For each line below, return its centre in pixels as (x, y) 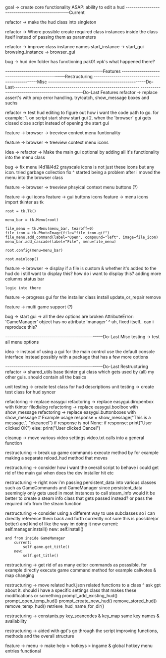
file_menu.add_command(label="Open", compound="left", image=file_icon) (82, 237)
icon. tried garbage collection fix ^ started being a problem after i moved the (83, 172)
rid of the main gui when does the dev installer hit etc (59, 473)
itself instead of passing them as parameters (51, 37)
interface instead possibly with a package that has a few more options (77, 357)
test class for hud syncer (30, 392)
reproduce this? (21, 327)
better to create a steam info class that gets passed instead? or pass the (79, 498)
